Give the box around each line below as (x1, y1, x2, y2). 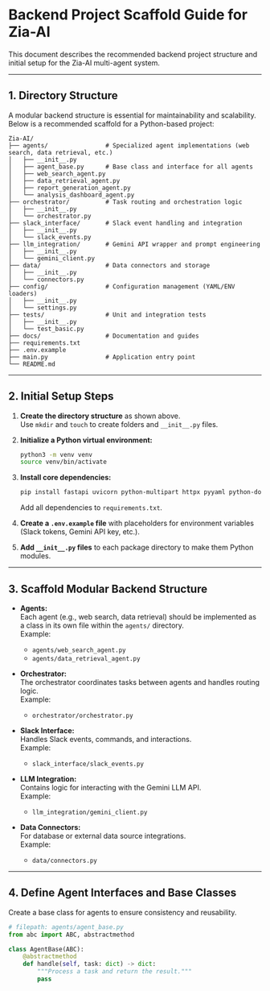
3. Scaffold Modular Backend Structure (8, 582, 207, 595)
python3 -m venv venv (19, 450, 93, 458)
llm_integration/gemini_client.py (31, 808, 148, 816)
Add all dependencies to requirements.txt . (19, 503, 163, 512)
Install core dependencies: (19, 473, 112, 483)
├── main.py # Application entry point (8, 353, 196, 361)
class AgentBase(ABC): (8, 945, 84, 953)
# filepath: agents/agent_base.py (8, 923, 125, 931)
